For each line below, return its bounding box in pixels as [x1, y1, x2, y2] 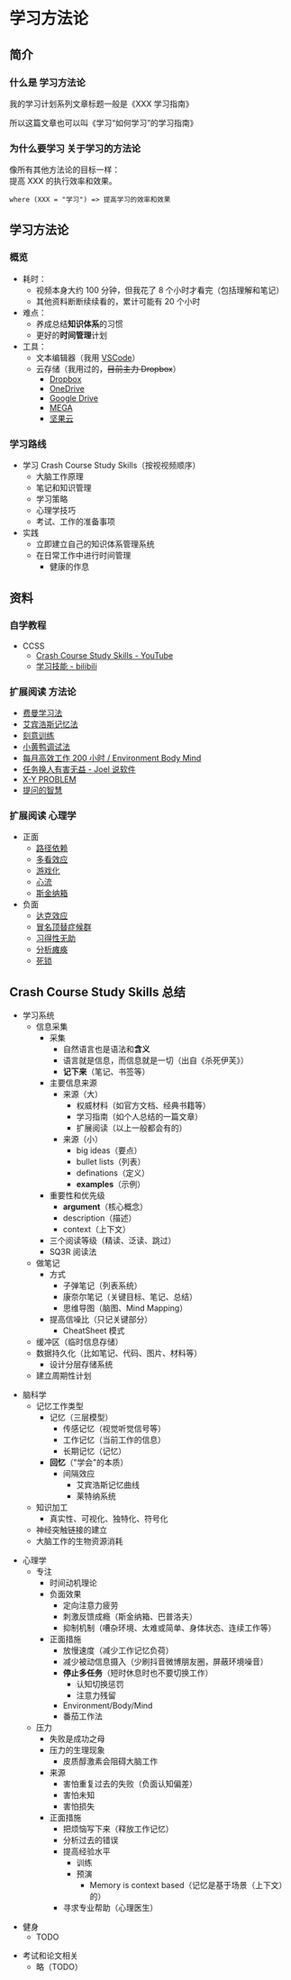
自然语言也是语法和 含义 [62, 1044, 150, 1055]
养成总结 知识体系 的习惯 [35, 318, 123, 329]
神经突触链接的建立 [35, 1524, 108, 1536]
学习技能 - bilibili [35, 660, 97, 671]
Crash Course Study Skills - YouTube [35, 649, 174, 660]
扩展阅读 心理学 [9, 810, 77, 822]
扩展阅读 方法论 [9, 686, 77, 698]
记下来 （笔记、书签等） [62, 1067, 150, 1077]
